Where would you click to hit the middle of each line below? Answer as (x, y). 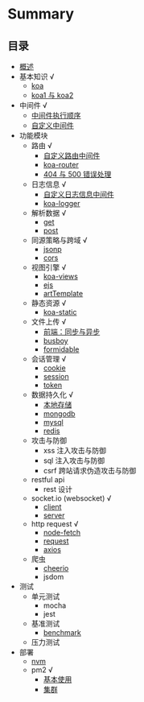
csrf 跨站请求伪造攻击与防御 (90, 471)
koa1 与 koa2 (52, 95)
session (56, 376)
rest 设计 (58, 489)
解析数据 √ (49, 213)
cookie (54, 368)
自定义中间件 (52, 125)
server (54, 515)
